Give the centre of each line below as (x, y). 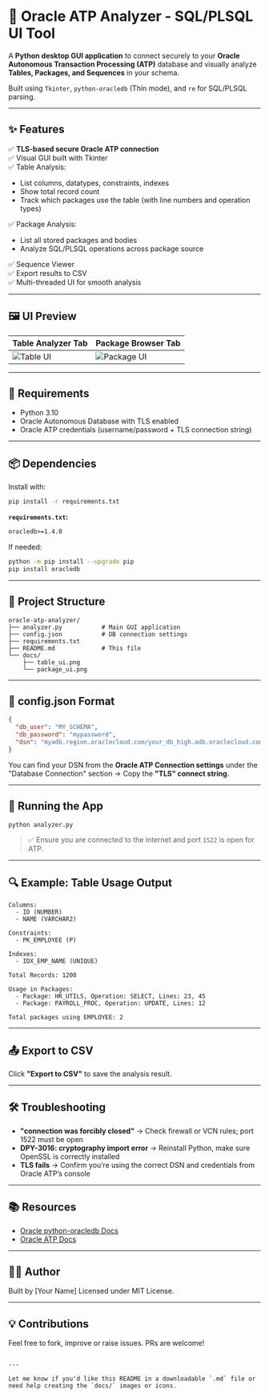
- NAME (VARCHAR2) (46, 919)
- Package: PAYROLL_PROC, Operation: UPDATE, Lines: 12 (110, 1003)
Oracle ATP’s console (55, 1173)
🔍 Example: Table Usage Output (90, 883)
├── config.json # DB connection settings (98, 634)
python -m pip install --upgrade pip (71, 561)
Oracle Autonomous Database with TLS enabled (99, 421)
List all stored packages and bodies (78, 240)
